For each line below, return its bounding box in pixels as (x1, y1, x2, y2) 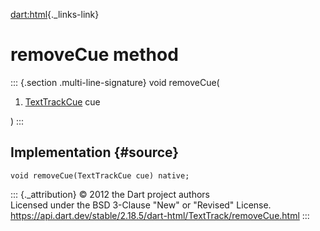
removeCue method (10, 44, 179, 66)
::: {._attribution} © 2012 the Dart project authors (10, 188, 210, 200)
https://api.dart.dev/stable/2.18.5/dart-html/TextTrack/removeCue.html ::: (10, 209, 310, 221)
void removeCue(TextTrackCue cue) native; (10, 170, 190, 181)
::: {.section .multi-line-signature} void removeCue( (10, 76, 220, 88)
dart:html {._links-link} (10, 9, 100, 20)
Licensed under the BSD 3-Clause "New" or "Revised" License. (10, 199, 272, 211)
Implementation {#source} (10, 144, 180, 161)
